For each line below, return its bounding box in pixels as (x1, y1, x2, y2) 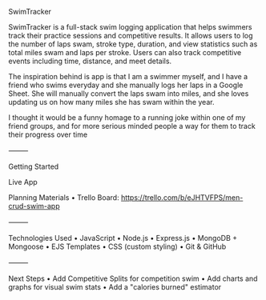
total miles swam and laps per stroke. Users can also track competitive (8, 48, 242, 57)
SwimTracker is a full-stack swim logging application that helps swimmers (8, 22, 252, 31)
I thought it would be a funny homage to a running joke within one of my (8, 113, 246, 122)
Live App (8, 178, 38, 186)
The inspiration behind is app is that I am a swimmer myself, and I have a (8, 72, 248, 81)
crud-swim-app (8, 202, 60, 210)
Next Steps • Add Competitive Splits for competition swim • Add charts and (8, 274, 258, 283)
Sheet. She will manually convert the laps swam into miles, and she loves (8, 89, 249, 98)
